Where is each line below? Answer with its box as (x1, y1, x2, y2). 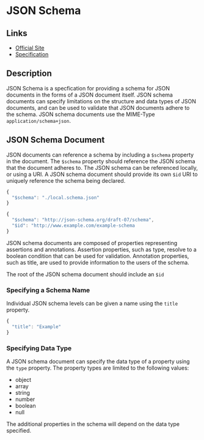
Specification (15, 51, 49, 58)
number (15, 395, 35, 403)
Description (6, 68, 52, 79)
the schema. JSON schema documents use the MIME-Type (6, 111, 156, 118)
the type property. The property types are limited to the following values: (6, 364, 189, 372)
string (15, 389, 31, 396)
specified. (6, 427, 32, 434)
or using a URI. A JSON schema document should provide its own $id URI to (6, 170, 198, 178)
